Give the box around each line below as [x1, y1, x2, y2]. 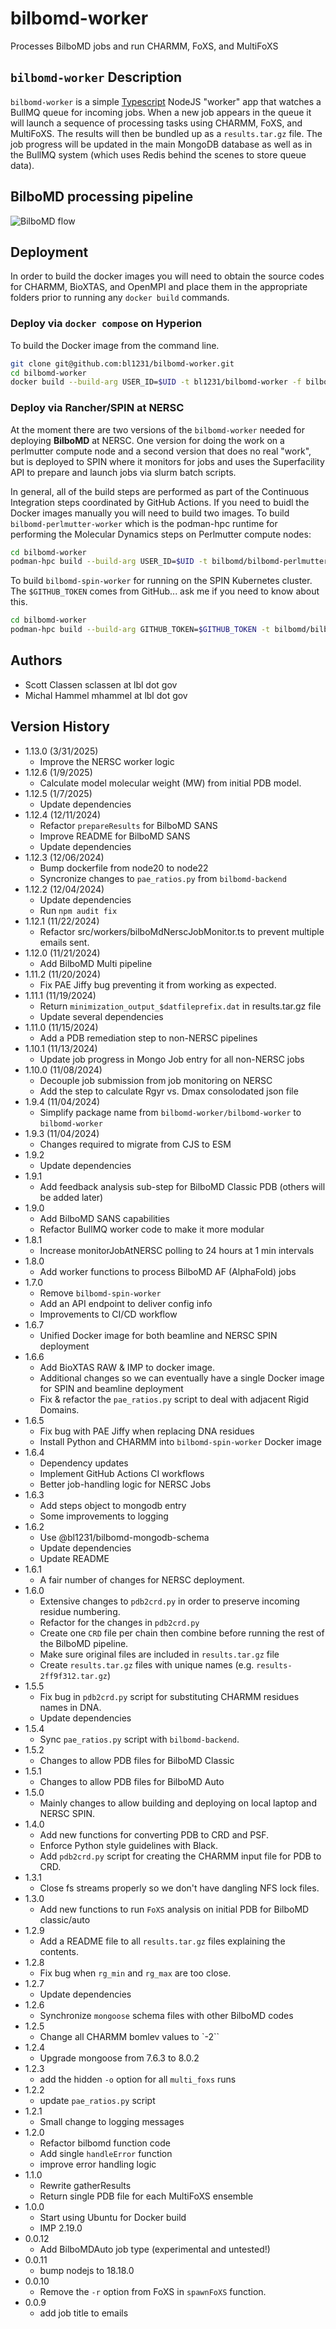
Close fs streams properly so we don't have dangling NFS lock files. [39, 1882, 320, 1894]
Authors [10, 652, 63, 669]
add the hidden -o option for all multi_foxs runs [39, 2073, 237, 2085]
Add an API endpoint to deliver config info [39, 1297, 213, 1309]
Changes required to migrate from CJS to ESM [39, 1138, 232, 1150]
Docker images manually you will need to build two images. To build [10, 507, 290, 519]
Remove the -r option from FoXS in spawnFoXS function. [39, 2285, 267, 2297]
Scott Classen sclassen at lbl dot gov [24, 678, 178, 691]
